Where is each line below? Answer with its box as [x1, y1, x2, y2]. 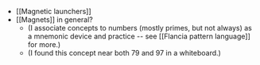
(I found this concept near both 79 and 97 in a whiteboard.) [27, 49, 221, 57]
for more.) [27, 40, 61, 49]
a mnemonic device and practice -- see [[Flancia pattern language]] [27, 31, 250, 41]
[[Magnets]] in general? [15, 15, 93, 24]
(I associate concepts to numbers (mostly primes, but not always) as [27, 23, 252, 32]
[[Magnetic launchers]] [15, 7, 91, 16]
